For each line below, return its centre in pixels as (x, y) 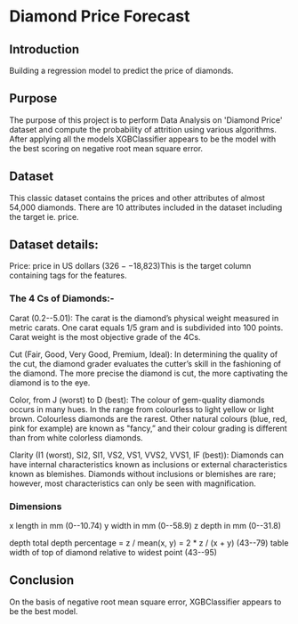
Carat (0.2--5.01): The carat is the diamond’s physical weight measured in (144, 318)
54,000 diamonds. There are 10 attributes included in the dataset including (146, 207)
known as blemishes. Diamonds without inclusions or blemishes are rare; (143, 474)
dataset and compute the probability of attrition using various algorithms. (143, 129)
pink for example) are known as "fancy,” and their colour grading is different (148, 428)
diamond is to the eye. (50, 382)
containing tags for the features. (68, 276)
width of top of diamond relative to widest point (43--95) (113, 553)
